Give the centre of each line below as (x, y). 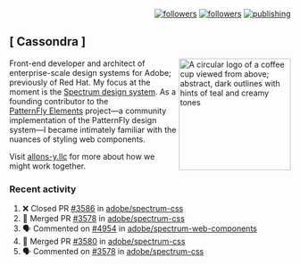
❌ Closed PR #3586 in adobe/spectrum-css (103, 209)
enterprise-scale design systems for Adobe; (90, 72)
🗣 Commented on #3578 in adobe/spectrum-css (113, 252)
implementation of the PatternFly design (83, 120)
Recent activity (43, 189)
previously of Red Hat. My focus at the (80, 82)
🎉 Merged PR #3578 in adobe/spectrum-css (104, 219)
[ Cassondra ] (48, 41)
